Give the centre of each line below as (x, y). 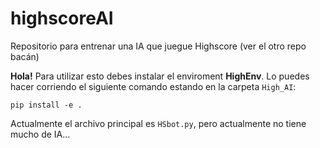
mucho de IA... (40, 134)
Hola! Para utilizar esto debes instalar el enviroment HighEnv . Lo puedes (160, 76)
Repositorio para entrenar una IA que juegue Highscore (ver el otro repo (158, 46)
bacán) (25, 56)
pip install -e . (46, 105)
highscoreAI (62, 18)
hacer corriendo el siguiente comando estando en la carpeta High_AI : (153, 86)
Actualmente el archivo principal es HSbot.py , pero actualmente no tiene (158, 123)
